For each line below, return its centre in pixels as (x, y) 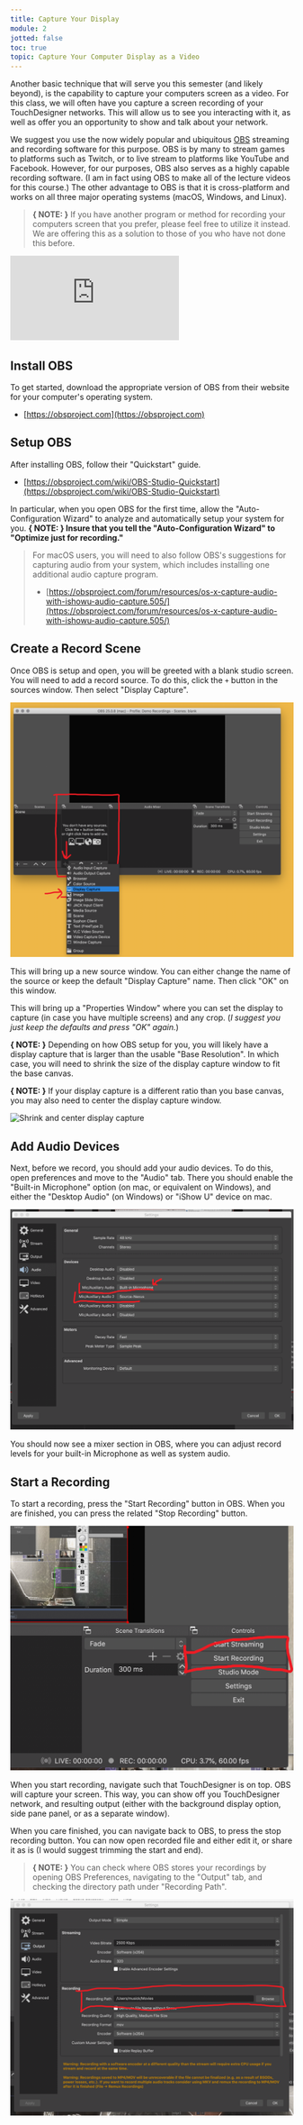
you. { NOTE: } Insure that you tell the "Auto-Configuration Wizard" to (143, 528)
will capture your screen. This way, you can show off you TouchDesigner (145, 1794)
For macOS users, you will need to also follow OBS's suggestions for (159, 555)
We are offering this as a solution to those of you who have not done (159, 233)
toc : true (29, 48)
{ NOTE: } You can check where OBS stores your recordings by (149, 1867)
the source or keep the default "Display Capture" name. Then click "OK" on (150, 981)
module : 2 (29, 28)
